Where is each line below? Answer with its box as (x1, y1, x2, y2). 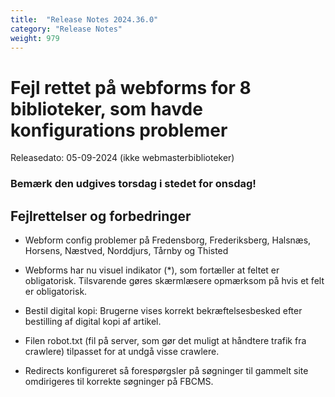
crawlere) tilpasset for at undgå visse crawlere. (24, 346, 220, 358)
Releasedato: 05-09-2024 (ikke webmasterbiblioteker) (10, 152, 235, 164)
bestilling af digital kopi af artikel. (24, 316, 162, 328)
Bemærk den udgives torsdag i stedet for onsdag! (10, 177, 257, 191)
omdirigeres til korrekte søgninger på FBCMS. (24, 376, 214, 388)
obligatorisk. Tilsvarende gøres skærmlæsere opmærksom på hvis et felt (24, 275, 325, 287)
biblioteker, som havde (10, 97, 203, 120)
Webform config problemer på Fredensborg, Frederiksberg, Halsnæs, (24, 234, 312, 246)
